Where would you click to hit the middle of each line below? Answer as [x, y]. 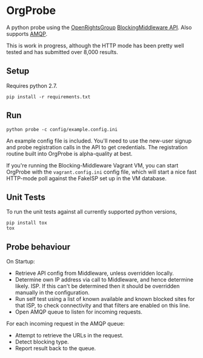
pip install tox [27, 223]
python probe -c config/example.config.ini [62, 129]
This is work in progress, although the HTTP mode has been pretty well [95, 46]
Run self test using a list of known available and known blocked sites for [105, 299]
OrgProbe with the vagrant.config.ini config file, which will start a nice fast [101, 172]
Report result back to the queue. [55, 348]
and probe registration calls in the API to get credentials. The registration [97, 147]
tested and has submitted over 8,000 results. [62, 52]
